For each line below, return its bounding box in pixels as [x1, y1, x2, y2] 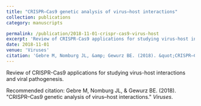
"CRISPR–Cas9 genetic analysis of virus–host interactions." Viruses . [6, 93, 173, 100]
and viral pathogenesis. [6, 75, 64, 82]
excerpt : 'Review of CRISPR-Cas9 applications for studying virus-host [6, 36, 188, 42]
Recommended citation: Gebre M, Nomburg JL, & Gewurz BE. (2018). [6, 87, 176, 94]
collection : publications [6, 14, 71, 20]
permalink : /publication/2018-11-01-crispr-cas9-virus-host [6, 30, 160, 36]
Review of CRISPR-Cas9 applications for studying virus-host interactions [6, 69, 185, 76]
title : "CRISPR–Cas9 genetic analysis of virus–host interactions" [6, 8, 178, 15]
